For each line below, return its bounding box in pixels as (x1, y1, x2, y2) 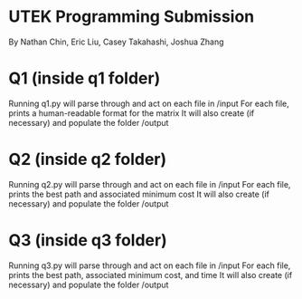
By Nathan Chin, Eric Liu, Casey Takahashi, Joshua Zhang (8, 36, 224, 47)
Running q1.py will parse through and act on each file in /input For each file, (8, 98, 290, 109)
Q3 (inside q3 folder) (8, 230, 168, 250)
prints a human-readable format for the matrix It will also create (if (8, 107, 255, 119)
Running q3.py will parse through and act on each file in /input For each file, (8, 260, 291, 271)
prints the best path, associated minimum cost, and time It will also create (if (8, 269, 293, 280)
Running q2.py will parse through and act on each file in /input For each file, (8, 178, 291, 189)
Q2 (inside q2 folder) (8, 149, 167, 169)
